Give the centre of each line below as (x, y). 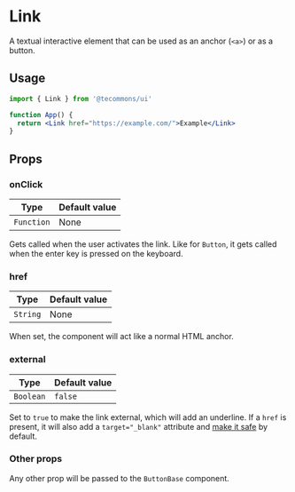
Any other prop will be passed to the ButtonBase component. (120, 478)
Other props (36, 459)
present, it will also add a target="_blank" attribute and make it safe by (139, 426)
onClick (26, 184)
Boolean (30, 396)
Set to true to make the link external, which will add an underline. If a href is (148, 417)
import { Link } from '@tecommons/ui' (81, 99)
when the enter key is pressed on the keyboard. (96, 253)
